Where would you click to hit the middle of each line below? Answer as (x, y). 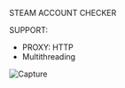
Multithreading (49, 56)
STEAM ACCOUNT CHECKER (63, 13)
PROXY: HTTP (47, 47)
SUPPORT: (29, 30)
